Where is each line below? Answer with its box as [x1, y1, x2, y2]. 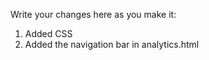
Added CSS [24, 28, 73, 39]
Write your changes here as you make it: [10, 9, 177, 20]
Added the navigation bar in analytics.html [24, 39, 200, 50]
